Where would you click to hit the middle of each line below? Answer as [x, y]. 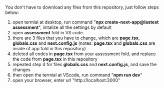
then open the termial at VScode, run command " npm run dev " [77, 75]
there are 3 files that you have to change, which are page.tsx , [76, 38]
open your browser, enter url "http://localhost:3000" [66, 80]
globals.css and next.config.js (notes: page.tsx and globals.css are [84, 43]
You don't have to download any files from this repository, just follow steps [82, 7]
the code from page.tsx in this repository [55, 59]
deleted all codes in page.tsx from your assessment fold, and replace [84, 54]
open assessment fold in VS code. [48, 33]
